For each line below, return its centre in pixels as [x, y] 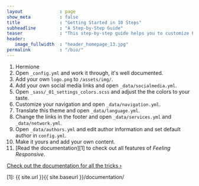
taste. [22, 98]
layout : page [41, 11]
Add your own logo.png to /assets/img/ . [64, 79]
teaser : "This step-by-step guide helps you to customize [98, 34]
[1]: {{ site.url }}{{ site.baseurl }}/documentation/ [66, 177]
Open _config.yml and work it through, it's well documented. [89, 73]
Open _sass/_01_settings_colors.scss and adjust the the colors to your [102, 91]
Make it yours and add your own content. [65, 141]
